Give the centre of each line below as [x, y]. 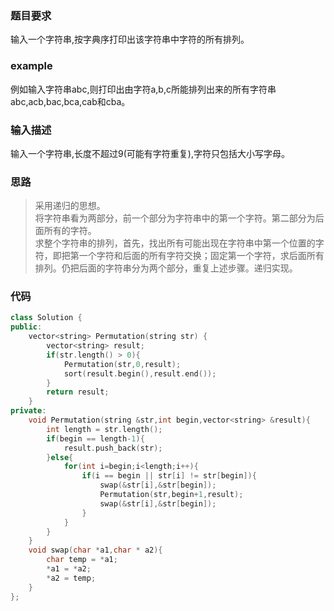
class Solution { [46, 318]
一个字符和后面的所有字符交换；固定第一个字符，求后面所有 [201, 256]
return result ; [78, 392]
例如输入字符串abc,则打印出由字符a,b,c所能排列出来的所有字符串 [143, 89]
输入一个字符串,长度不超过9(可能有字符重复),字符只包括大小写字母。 [150, 153]
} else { [60, 457]
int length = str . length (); [104, 429]
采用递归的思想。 [70, 206]
